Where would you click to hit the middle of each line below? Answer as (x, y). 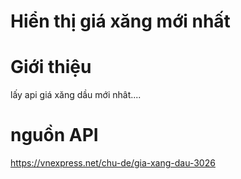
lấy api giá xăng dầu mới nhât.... (76, 95)
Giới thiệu (51, 67)
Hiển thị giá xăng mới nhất (120, 21)
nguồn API (54, 135)
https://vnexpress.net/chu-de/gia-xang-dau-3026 (113, 163)
